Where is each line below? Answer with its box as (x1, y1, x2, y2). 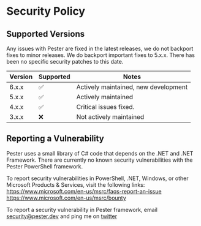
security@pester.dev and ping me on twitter (6, 213, 118, 220)
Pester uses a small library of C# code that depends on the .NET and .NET (6, 149, 194, 157)
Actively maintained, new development (76, 83, 188, 91)
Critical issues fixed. (76, 103, 135, 111)
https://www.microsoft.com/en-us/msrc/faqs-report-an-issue (6, 187, 162, 195)
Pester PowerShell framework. (6, 162, 83, 170)
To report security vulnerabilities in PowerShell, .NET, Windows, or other (6, 175, 189, 182)
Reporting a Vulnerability (6, 134, 104, 144)
